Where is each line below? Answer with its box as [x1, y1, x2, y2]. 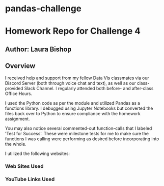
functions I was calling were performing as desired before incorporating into [5, 136, 160, 142]
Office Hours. [5, 91, 32, 96]
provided [5, 85, 24, 91]
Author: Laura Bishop [5, 45, 72, 53]
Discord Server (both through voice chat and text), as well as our [5, 80, 136, 86]
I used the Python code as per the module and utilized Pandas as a [5, 100, 140, 106]
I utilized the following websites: [5, 151, 70, 156]
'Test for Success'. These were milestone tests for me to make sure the [5, 130, 149, 136]
